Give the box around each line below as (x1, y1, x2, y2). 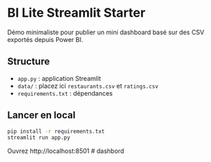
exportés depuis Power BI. (7, 35, 83, 43)
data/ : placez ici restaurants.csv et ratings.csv (17, 82, 159, 90)
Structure (7, 56, 50, 68)
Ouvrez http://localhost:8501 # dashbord (7, 147, 125, 155)
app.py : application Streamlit (17, 74, 102, 82)
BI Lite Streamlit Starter (7, 5, 146, 21)
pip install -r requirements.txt (7, 128, 105, 135)
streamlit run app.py (7, 134, 71, 141)
